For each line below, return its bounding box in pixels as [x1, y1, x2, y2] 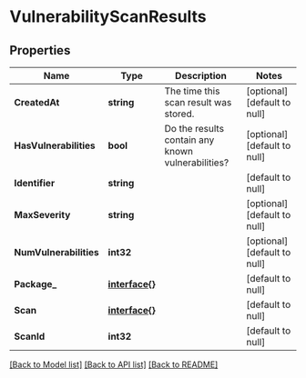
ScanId [14, 330, 46, 343]
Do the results [164, 123, 225, 134]
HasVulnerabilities [14, 139, 96, 152]
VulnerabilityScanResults [9, 6, 207, 27]
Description [174, 70, 228, 82]
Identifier [14, 177, 56, 189]
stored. [164, 107, 195, 120]
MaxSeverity [14, 209, 71, 221]
